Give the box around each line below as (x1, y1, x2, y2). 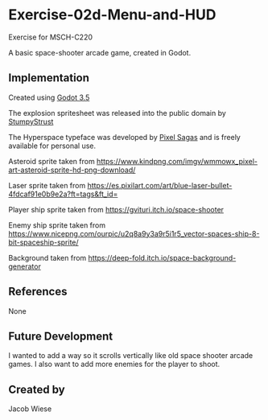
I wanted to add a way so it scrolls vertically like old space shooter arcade (8, 351, 254, 360)
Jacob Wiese (8, 404, 52, 414)
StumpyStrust (8, 117, 54, 126)
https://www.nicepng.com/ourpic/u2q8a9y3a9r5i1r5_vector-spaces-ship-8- (8, 229, 260, 238)
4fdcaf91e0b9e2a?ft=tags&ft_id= (8, 189, 118, 199)
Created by (8, 382, 66, 396)
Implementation (8, 71, 90, 85)
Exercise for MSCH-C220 (8, 32, 93, 42)
